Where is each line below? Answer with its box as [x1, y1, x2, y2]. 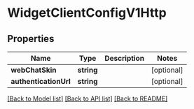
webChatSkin [11, 65, 57, 75]
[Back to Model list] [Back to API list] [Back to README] [7, 94, 168, 103]
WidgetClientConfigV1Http [7, 5, 167, 21]
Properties [7, 33, 55, 45]
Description [104, 54, 145, 63]
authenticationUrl [11, 77, 71, 86]
